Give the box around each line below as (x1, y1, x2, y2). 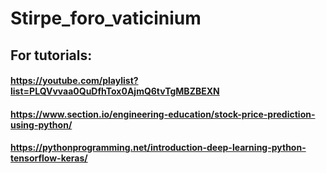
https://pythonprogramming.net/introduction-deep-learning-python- (10, 142, 307, 154)
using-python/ (10, 118, 73, 131)
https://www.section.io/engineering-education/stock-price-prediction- (10, 108, 316, 120)
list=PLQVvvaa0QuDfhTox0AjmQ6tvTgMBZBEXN (10, 85, 220, 97)
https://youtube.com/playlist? (10, 75, 139, 87)
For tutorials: (10, 47, 93, 64)
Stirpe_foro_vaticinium (10, 7, 202, 30)
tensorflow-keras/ (10, 152, 88, 164)
